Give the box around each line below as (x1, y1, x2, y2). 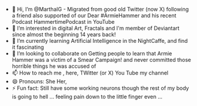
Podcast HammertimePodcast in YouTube (11, 18, 115, 25)
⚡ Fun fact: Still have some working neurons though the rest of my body (11, 85, 189, 92)
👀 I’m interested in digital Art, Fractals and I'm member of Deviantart (11, 24, 180, 32)
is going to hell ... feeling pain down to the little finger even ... (11, 93, 163, 100)
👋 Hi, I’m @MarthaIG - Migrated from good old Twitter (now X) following (11, 6, 189, 13)
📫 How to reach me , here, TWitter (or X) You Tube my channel (11, 69, 169, 76)
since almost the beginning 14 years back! (11, 31, 116, 38)
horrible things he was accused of (11, 63, 97, 70)
